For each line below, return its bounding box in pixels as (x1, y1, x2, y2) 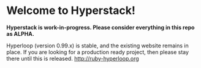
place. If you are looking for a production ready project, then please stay (6, 48, 189, 55)
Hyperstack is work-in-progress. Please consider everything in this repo (6, 24, 195, 31)
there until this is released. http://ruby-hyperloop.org (6, 55, 139, 62)
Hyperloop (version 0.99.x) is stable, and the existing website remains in (6, 42, 189, 49)
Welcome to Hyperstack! (6, 4, 136, 18)
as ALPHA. (6, 30, 35, 37)
